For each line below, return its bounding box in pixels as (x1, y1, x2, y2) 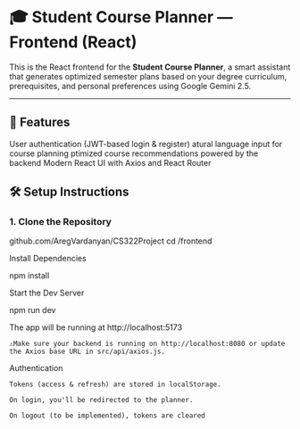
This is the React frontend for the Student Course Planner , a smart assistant (9, 62, 291, 72)
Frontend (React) (9, 32, 137, 53)
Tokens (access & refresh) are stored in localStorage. (9, 380, 221, 389)
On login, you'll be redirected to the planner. (9, 396, 194, 405)
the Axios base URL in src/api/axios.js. (9, 347, 166, 357)
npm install (9, 270, 50, 281)
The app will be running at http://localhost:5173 (9, 322, 183, 333)
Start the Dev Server (9, 287, 85, 299)
